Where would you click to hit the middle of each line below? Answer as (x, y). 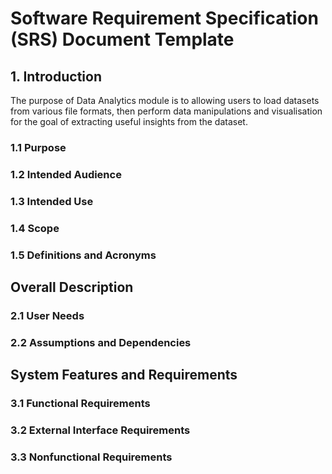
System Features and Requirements (124, 375)
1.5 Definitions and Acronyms (83, 255)
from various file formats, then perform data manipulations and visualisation (166, 111)
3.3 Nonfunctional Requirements (91, 457)
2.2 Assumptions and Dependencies (101, 342)
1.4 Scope (35, 228)
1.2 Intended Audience (66, 174)
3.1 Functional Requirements (80, 404)
